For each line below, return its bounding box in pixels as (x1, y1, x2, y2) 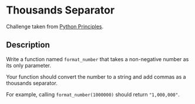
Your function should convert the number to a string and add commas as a (6, 73, 186, 80)
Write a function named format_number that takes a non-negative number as (6, 55, 189, 62)
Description (6, 40, 50, 50)
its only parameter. (6, 62, 52, 69)
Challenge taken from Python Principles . (6, 23, 104, 30)
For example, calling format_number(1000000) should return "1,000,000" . (6, 90, 180, 98)
